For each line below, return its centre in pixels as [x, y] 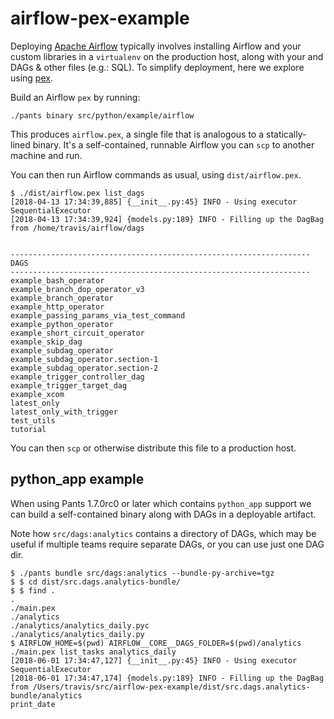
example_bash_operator [57, 280]
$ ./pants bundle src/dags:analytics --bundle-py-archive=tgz [142, 573]
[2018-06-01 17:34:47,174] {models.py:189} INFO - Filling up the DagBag [167, 678]
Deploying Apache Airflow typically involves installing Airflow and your [156, 46]
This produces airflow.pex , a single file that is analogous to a [137, 134]
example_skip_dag [46, 342]
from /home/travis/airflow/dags [77, 228]
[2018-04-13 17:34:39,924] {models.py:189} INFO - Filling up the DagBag [167, 219]
